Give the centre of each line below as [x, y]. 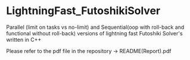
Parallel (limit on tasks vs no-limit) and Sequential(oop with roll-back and [95, 27]
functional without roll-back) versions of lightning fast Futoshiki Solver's [94, 33]
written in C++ [24, 39]
